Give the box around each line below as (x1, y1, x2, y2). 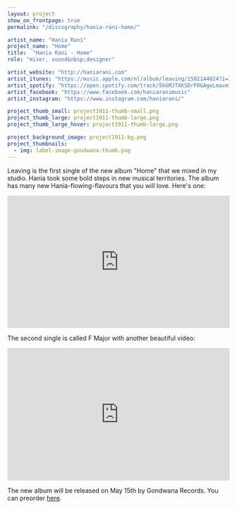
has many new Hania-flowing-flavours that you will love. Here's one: (7, 181, 206, 189)
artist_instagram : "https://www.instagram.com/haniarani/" (7, 95, 185, 103)
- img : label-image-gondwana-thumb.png (13, 146, 131, 154)
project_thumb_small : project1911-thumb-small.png (7, 107, 159, 115)
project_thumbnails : (7, 140, 68, 147)
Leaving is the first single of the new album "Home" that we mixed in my (7, 166, 217, 175)
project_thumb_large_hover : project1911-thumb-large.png (7, 121, 178, 128)
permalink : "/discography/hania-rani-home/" (7, 23, 140, 30)
